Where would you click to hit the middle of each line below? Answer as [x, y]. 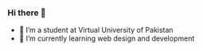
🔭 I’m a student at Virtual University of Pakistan [96, 30]
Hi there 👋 [27, 13]
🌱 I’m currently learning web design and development [107, 38]
